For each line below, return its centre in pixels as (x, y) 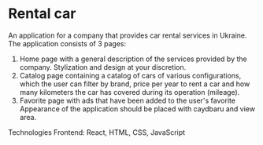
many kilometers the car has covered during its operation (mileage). (130, 92)
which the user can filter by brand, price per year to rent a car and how (135, 84)
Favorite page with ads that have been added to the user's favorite (128, 100)
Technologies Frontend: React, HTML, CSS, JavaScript (97, 132)
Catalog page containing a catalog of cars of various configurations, (130, 75)
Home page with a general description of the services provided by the (133, 59)
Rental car (42, 14)
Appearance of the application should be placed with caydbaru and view (137, 109)
